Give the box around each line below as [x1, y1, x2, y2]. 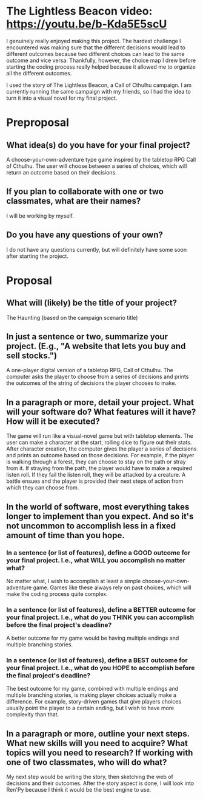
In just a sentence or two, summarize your [6, 331, 168, 342]
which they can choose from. [6, 484, 79, 491]
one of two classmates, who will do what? [6, 757, 167, 767]
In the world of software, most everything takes [6, 502, 190, 512]
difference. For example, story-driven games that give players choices [6, 698, 182, 705]
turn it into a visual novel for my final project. [6, 94, 118, 102]
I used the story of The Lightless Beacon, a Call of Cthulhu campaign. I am [6, 81, 192, 89]
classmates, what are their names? [6, 196, 141, 206]
